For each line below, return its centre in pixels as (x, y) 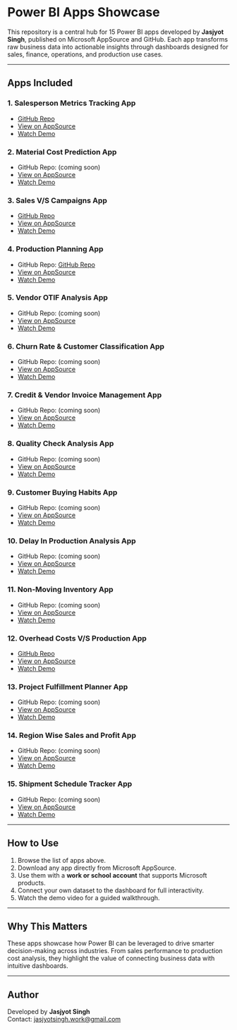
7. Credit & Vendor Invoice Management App (85, 395)
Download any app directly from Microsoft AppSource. (97, 868)
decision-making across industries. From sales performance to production (115, 951)
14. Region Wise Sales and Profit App (72, 736)
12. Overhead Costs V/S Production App (77, 638)
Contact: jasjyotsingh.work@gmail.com (64, 1019)
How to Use (33, 843)
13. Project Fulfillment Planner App (68, 686)
